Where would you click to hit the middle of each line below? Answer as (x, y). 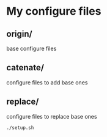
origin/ (19, 34)
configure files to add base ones (47, 82)
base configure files (31, 48)
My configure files (54, 11)
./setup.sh (20, 128)
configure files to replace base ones (52, 116)
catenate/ (25, 68)
